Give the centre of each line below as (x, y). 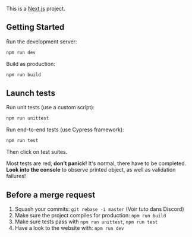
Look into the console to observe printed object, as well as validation (91, 170)
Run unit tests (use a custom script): (51, 108)
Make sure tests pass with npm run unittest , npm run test (86, 222)
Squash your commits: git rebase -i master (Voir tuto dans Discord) (99, 209)
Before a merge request (51, 195)
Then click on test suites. (37, 152)
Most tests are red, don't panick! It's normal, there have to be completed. (96, 163)
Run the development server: (42, 42)
